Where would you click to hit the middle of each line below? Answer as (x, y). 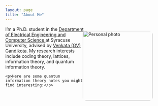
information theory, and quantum (40, 61)
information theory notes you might (44, 81)
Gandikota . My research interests (40, 51)
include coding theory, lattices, (38, 56)
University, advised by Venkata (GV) (43, 45)
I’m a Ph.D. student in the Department (44, 29)
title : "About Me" (25, 15)
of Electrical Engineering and (36, 34)
